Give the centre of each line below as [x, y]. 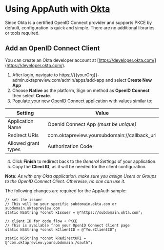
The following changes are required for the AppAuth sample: [66, 191]
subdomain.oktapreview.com [32, 208]
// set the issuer [24, 200]
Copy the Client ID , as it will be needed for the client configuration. [79, 166]
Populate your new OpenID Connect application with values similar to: [82, 101]
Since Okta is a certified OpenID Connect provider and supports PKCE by [79, 23]
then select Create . [31, 95]
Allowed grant [23, 143]
